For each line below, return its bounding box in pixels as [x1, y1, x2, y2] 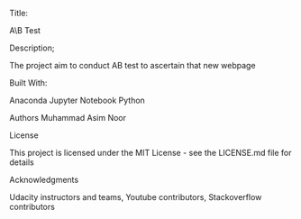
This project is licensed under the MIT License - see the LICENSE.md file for [9, 148, 292, 158]
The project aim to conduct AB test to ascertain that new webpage [9, 60, 256, 70]
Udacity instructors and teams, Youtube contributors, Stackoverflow [9, 192, 262, 202]
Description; [9, 42, 55, 53]
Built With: [9, 78, 48, 88]
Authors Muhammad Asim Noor [9, 113, 126, 123]
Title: [9, 8, 29, 18]
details [9, 157, 34, 168]
